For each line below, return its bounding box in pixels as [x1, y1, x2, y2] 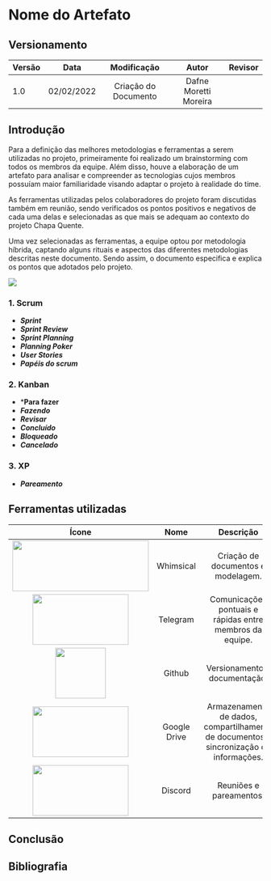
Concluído [19, 423, 56, 433]
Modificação [110, 62, 160, 73]
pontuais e [218, 604, 259, 615]
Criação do [114, 81, 156, 91]
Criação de [217, 550, 260, 561]
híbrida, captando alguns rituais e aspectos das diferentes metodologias [8, 244, 248, 254]
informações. [213, 751, 264, 762]
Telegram [158, 613, 195, 625]
